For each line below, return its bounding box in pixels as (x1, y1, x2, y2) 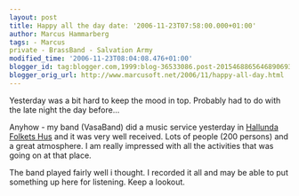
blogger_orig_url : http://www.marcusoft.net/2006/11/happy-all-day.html (9, 71, 285, 80)
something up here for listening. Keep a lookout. (9, 176, 185, 187)
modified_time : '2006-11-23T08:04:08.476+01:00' (9, 54, 193, 63)
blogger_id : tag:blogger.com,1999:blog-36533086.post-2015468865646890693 (9, 63, 293, 72)
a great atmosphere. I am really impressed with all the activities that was (9, 140, 274, 151)
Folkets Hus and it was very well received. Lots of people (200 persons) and (9, 130, 289, 142)
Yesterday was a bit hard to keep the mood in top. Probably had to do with (9, 95, 281, 106)
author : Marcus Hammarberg (9, 29, 109, 38)
